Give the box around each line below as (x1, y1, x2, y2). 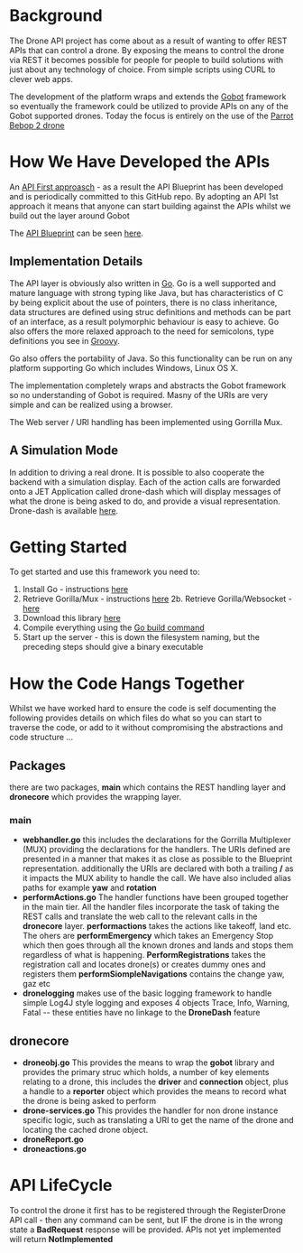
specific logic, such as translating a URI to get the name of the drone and (22, 1115, 294, 1126)
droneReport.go (22, 1134, 84, 1145)
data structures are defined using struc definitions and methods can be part (9, 306, 291, 317)
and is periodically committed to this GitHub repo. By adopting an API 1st (9, 190, 280, 201)
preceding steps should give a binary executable (22, 642, 204, 653)
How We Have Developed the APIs (9, 152, 271, 172)
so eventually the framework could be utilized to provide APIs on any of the (9, 100, 289, 111)
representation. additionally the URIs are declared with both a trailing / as (22, 863, 294, 874)
